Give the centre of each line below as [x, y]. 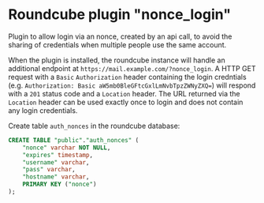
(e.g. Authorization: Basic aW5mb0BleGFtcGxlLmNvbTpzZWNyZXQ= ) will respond [132, 85]
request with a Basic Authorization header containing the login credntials [127, 77]
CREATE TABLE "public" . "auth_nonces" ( [74, 140]
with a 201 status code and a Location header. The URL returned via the [124, 93]
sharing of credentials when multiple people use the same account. [117, 44]
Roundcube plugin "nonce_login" [119, 15]
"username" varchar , [56, 162]
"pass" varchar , [49, 170]
